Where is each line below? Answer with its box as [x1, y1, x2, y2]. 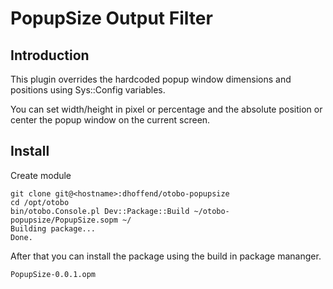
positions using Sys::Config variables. [10, 84, 166, 96]
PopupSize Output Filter [10, 7, 213, 30]
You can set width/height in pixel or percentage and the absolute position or [10, 103, 323, 115]
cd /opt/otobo [10, 197, 70, 207]
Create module [10, 169, 72, 181]
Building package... [10, 223, 97, 234]
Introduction [10, 47, 90, 64]
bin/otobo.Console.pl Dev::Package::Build [10, 206, 190, 216]
